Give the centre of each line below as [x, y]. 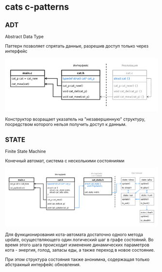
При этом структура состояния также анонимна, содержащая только [77, 259]
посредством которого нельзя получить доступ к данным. [66, 124]
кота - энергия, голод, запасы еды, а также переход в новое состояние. [80, 250]
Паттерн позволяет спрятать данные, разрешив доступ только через [77, 46]
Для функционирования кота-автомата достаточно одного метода [74, 235]
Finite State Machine [25, 151]
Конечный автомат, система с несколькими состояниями [65, 161]
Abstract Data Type [24, 36]
